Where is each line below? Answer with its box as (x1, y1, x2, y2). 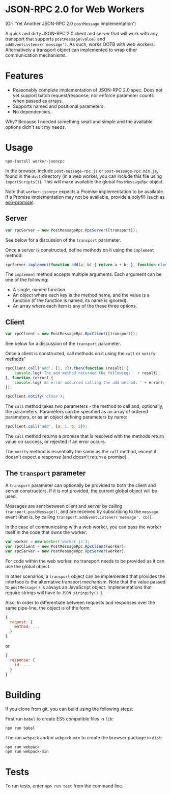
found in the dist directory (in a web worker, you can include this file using (5, 173, 162, 179)
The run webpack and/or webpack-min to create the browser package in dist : (5, 735, 163, 741)
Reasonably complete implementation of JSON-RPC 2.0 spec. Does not (12, 87, 163, 93)
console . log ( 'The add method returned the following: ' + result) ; (14, 370, 160, 376)
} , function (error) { (5, 375, 53, 380)
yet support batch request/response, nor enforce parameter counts (12, 92, 154, 98)
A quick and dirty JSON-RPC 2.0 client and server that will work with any (5, 30, 158, 36)
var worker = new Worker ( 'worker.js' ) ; (5, 539, 90, 544)
